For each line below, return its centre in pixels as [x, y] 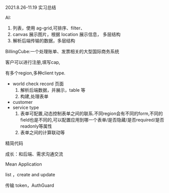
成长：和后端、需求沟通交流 [34, 154]
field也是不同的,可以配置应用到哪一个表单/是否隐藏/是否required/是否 [92, 120]
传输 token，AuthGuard [30, 185]
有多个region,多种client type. [36, 73]
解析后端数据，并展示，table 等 [53, 90]
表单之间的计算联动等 [42, 132]
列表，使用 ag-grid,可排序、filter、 [49, 28]
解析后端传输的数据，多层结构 [44, 41]
